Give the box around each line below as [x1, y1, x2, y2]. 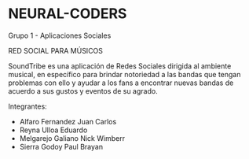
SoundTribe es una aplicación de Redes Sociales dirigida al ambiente [8, 61, 232, 71]
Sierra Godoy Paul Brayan [19, 142, 104, 151]
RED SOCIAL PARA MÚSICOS [8, 46, 104, 55]
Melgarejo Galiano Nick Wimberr [19, 133, 126, 142]
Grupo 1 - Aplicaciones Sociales [8, 31, 112, 40]
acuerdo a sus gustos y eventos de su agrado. [8, 86, 159, 95]
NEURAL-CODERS [8, 5, 127, 23]
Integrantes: [8, 102, 47, 111]
